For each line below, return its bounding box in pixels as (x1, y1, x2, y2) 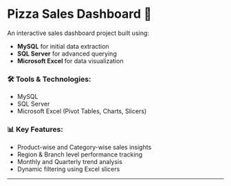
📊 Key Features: (7, 125, 63, 135)
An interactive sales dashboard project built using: (7, 29, 150, 37)
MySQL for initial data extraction (16, 42, 109, 50)
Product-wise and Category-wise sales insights (16, 143, 152, 151)
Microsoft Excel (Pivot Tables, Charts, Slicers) (16, 107, 147, 115)
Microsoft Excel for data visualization (16, 56, 124, 65)
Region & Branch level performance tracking (16, 150, 143, 159)
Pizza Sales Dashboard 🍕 (7, 6, 153, 22)
